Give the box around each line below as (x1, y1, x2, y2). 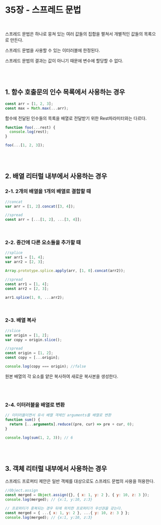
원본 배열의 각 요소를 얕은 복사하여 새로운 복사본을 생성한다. (5, 373, 119, 379)
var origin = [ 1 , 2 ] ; (5, 332, 49, 338)
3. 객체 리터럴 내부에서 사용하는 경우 (5, 464, 107, 473)
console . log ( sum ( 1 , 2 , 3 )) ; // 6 (5, 435, 73, 440)
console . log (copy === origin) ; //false (5, 364, 86, 369)
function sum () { (5, 417, 40, 422)
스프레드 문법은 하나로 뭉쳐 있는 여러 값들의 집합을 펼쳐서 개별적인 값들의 (5, 31, 143, 37)
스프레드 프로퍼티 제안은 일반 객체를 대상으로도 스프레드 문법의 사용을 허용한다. (5, 478, 155, 484)
